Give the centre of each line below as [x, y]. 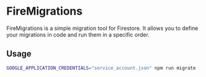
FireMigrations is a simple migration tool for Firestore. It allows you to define [102, 28]
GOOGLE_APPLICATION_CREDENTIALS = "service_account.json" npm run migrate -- [105, 68]
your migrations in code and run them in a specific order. [78, 34]
